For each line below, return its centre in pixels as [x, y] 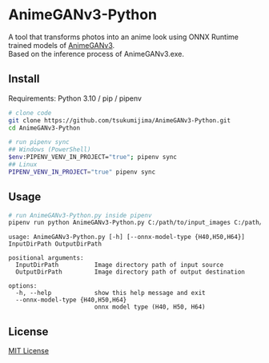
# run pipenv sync [39, 142]
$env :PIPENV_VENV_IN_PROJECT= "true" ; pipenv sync [93, 158]
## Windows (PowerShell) [50, 150]
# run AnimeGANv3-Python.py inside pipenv [80, 215]
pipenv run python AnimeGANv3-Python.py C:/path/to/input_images [119, 223]
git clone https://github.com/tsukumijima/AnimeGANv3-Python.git [119, 120]
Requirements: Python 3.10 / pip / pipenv [75, 98]
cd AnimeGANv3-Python [44, 128]
